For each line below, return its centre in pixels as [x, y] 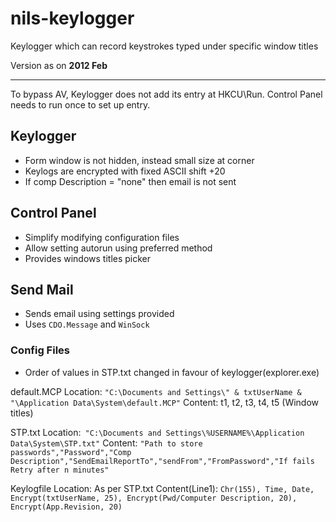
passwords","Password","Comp [71, 452]
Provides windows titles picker [88, 258]
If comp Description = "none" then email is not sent [130, 181]
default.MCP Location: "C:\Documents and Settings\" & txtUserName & [156, 391]
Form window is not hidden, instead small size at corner [139, 160]
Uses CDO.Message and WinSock [87, 324]
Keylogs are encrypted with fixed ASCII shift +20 [125, 171]
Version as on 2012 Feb [59, 65]
